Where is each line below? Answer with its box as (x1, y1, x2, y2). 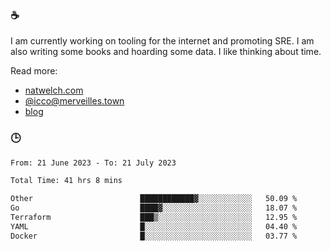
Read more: (10, 65, 58, 77)
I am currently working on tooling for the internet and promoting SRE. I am (10, 35, 315, 47)
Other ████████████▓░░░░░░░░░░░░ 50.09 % (10, 194, 298, 204)
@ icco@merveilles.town (24, 95, 125, 107)
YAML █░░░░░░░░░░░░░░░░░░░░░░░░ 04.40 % (10, 221, 298, 232)
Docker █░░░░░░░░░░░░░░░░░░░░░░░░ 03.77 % (10, 231, 298, 241)
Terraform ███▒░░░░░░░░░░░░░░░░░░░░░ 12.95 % (10, 213, 298, 223)
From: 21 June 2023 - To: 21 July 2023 (10, 158, 177, 168)
